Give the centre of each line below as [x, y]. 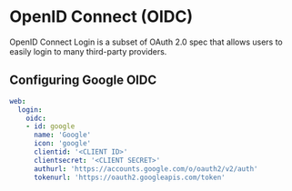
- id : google [50, 126]
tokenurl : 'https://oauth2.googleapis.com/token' [129, 177]
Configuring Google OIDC [83, 80]
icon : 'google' [62, 144]
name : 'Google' [62, 135]
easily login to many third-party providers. [88, 51]
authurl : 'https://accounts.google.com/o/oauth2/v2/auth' [146, 169]
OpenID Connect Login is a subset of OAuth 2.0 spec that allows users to [146, 42]
